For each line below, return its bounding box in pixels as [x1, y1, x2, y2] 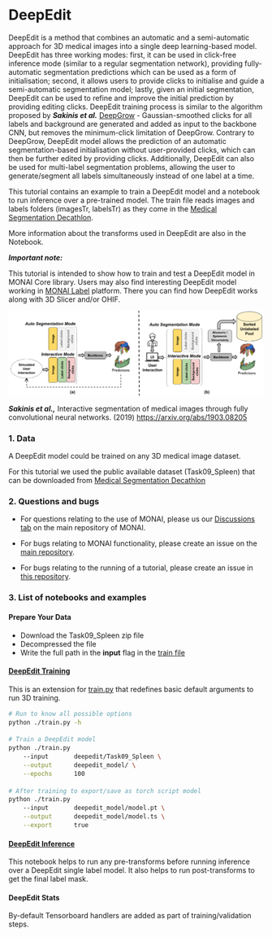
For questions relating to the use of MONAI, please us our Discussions [19, 514, 256, 524]
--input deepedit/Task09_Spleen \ [23, 752, 162, 761]
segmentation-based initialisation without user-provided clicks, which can [8, 145, 256, 155]
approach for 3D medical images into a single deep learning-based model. [8, 41, 257, 50]
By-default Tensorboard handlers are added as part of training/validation [8, 911, 252, 921]
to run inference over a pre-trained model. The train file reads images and [8, 195, 255, 205]
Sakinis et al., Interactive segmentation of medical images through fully [8, 403, 248, 413]
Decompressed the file [19, 638, 97, 648]
